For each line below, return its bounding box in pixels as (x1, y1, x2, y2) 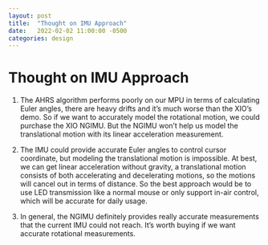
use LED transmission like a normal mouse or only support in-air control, (19, 188, 259, 198)
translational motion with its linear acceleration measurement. (19, 129, 224, 139)
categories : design (8, 34, 74, 43)
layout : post (8, 11, 52, 20)
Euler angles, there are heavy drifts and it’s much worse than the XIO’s (19, 104, 253, 113)
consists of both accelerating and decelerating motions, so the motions (19, 170, 256, 181)
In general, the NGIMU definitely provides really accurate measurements (19, 212, 259, 222)
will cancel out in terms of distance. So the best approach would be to (19, 179, 252, 189)
